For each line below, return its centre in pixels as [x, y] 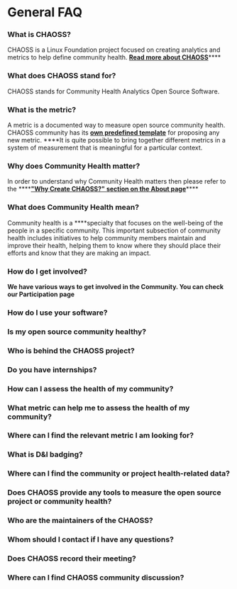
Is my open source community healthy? [77, 332]
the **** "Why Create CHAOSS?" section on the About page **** [103, 189]
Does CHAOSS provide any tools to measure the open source [114, 493]
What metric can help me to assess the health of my [99, 408]
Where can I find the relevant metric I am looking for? [100, 435]
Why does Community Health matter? [74, 166]
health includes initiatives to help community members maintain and [107, 237]
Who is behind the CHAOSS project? [71, 350]
